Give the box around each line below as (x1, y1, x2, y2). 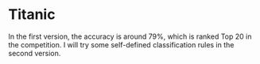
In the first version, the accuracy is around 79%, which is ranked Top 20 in (8, 32, 252, 41)
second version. (8, 48, 61, 58)
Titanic (8, 6, 56, 24)
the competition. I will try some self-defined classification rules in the (8, 40, 235, 49)
